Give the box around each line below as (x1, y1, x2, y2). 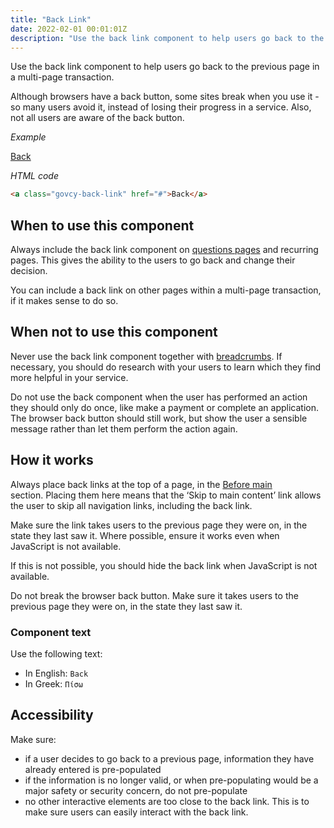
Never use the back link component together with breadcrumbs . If (10, 350, 283, 362)
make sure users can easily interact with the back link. (24, 806, 249, 818)
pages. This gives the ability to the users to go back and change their (10, 254, 296, 266)
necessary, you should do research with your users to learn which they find (10, 361, 322, 373)
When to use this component (10, 217, 195, 234)
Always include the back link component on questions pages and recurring (10, 244, 319, 256)
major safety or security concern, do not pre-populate (24, 784, 248, 796)
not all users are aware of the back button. (10, 112, 185, 124)
